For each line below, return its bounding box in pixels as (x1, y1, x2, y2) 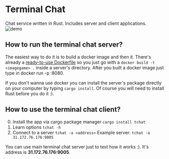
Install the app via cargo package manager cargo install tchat (12, 118, 146, 125)
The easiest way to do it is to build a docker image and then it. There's (5, 54, 151, 60)
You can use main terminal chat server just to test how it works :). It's (5, 143, 149, 150)
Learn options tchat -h (12, 124, 61, 130)
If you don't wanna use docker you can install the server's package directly (5, 79, 162, 86)
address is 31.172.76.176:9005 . (5, 149, 71, 155)
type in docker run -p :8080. (5, 70, 65, 76)
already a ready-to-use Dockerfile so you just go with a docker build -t (5, 59, 155, 65)
